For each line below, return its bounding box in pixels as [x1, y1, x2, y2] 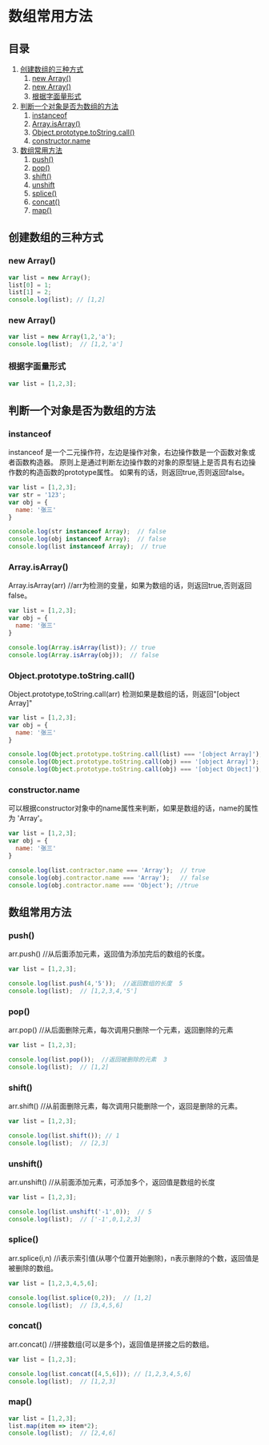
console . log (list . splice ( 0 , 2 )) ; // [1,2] [8, 1294, 152, 1302]
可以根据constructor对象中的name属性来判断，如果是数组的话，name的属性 [8, 803, 259, 813]
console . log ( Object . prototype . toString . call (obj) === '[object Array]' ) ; [8, 758, 260, 766]
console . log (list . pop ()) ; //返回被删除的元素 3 [8, 1055, 168, 1064]
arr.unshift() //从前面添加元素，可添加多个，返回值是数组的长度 [8, 1177, 215, 1186]
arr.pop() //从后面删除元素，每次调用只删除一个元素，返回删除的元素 [8, 1025, 234, 1035]
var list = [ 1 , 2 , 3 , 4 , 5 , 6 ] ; [8, 1279, 98, 1287]
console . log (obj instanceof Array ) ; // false [8, 535, 167, 543]
